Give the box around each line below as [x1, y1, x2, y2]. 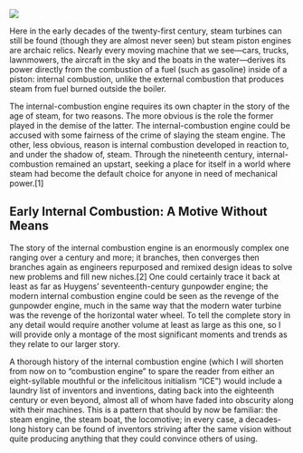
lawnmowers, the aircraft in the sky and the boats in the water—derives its [9, 54, 287, 65]
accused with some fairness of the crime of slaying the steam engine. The [9, 130, 286, 140]
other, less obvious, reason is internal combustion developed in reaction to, [9, 140, 289, 149]
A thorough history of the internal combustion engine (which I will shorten [9, 356, 284, 367]
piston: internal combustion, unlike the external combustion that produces [9, 73, 285, 84]
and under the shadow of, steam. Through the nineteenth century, [9, 149, 255, 159]
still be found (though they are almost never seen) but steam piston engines [9, 35, 292, 45]
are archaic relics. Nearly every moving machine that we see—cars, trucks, [9, 45, 289, 55]
